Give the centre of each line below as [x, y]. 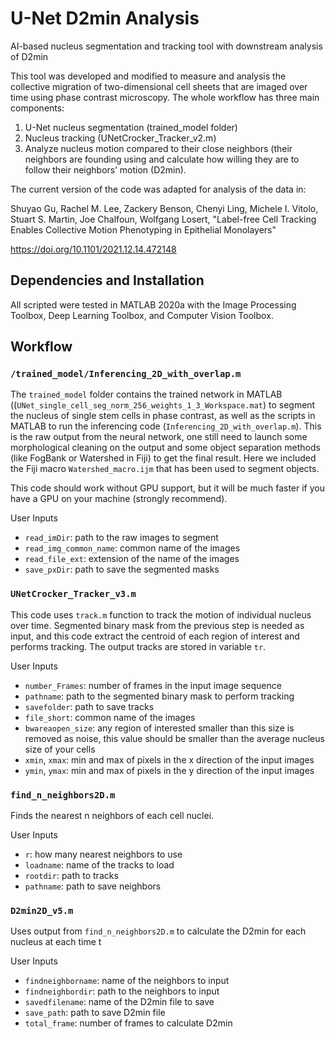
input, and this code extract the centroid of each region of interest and [155, 636]
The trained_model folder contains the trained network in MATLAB [146, 394]
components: [37, 108]
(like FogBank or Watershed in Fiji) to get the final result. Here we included [163, 458]
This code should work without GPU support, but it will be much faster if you [168, 488]
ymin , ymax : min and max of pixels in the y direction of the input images [169, 770]
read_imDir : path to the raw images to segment [121, 538]
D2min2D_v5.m [42, 910]
